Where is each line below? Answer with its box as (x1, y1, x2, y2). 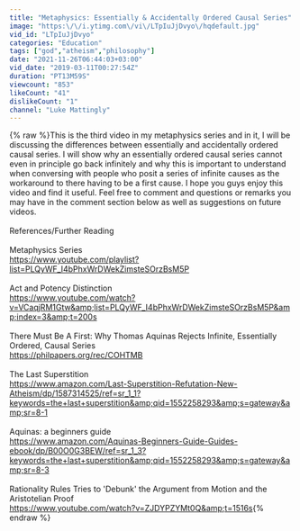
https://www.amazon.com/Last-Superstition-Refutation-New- (9, 379, 238, 390)
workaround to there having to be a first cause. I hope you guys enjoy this (9, 177, 284, 189)
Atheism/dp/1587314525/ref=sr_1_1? (9, 388, 141, 399)
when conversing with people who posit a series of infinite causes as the (9, 168, 280, 179)
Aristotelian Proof (9, 493, 75, 504)
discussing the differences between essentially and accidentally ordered (9, 139, 279, 150)
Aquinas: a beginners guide (9, 427, 112, 437)
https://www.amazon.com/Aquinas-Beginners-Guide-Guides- (9, 436, 239, 446)
